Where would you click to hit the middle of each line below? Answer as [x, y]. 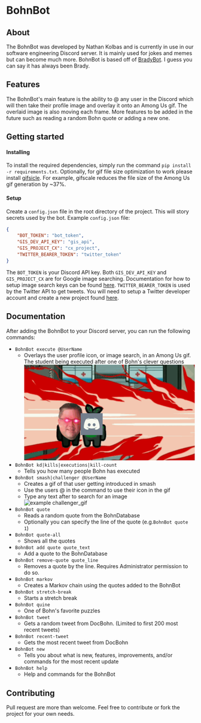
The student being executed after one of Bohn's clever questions [104, 362]
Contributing [31, 693]
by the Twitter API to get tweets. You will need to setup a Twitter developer [98, 291]
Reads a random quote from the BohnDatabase [82, 516]
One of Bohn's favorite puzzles [62, 611]
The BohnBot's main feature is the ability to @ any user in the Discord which [100, 99]
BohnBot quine [32, 605]
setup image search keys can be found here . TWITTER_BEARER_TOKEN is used [98, 285]
